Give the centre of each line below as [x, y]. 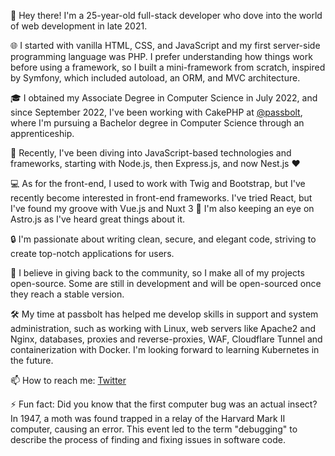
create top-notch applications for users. [92, 253]
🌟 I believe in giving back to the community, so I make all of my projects [157, 273]
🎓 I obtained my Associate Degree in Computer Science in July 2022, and [164, 98]
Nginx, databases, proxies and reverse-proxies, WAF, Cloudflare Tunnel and [166, 339]
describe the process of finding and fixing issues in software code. [148, 439]
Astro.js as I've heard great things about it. [98, 219]
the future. [32, 360]
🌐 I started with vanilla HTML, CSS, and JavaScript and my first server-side [165, 45]
